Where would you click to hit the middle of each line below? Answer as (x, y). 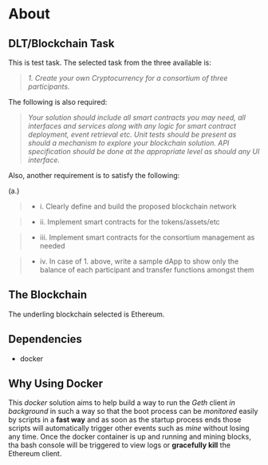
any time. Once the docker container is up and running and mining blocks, (130, 437)
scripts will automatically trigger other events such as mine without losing (129, 428)
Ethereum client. (35, 454)
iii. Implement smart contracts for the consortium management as (147, 237)
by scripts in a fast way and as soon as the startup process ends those (125, 419)
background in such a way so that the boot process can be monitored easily (133, 411)
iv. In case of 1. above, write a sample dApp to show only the (139, 261)
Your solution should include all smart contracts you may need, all (136, 117)
